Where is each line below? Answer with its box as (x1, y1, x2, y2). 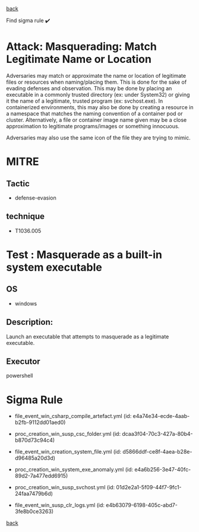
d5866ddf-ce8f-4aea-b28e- (122, 448, 192, 455)
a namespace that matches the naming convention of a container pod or (6, 110, 183, 117)
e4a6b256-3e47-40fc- (134, 466, 191, 473)
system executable (6, 261, 103, 274)
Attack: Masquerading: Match (6, 40, 157, 53)
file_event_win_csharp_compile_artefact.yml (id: (14, 413, 132, 420)
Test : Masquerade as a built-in (6, 248, 162, 261)
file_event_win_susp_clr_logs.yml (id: (14, 502, 105, 509)
